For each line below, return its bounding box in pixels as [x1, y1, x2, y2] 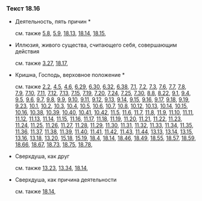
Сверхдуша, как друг [14, 153, 70, 160]
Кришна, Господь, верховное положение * [14, 71, 125, 79]
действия [14, 48, 40, 55]
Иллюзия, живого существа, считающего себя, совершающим [14, 41, 177, 49]
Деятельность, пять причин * [14, 18, 91, 25]
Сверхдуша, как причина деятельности [14, 176, 117, 183]
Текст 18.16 [6, 4, 40, 13]
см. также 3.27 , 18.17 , [14, 59, 68, 67]
